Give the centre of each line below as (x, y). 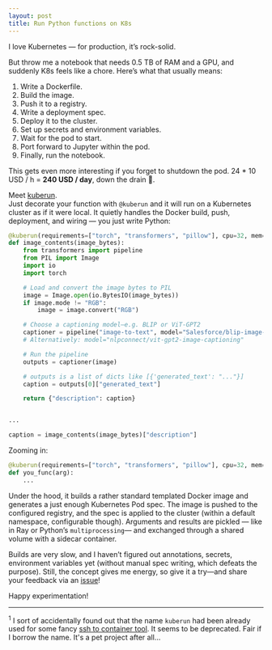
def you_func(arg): (41, 473)
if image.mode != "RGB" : (65, 303)
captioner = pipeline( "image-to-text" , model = (103, 332)
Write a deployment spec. (63, 112)
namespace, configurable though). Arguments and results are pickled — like (136, 521)
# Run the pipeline (56, 354)
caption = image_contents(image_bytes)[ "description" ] (103, 435)
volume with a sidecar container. (63, 538)
